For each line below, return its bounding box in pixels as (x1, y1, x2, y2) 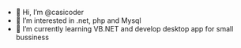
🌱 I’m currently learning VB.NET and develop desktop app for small (15, 24, 234, 33)
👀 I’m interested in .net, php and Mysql (15, 16, 141, 25)
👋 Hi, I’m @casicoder (15, 8, 85, 17)
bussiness (15, 32, 50, 42)
